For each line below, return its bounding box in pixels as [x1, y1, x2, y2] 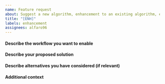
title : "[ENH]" [5, 16, 36, 21]
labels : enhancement [5, 21, 48, 26]
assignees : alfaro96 [5, 25, 48, 30]
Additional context [5, 74, 44, 80]
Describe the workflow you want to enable [5, 40, 93, 46]
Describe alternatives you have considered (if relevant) [5, 63, 120, 68]
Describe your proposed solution [5, 52, 74, 58]
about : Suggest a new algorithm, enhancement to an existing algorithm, [5, 12, 157, 17]
